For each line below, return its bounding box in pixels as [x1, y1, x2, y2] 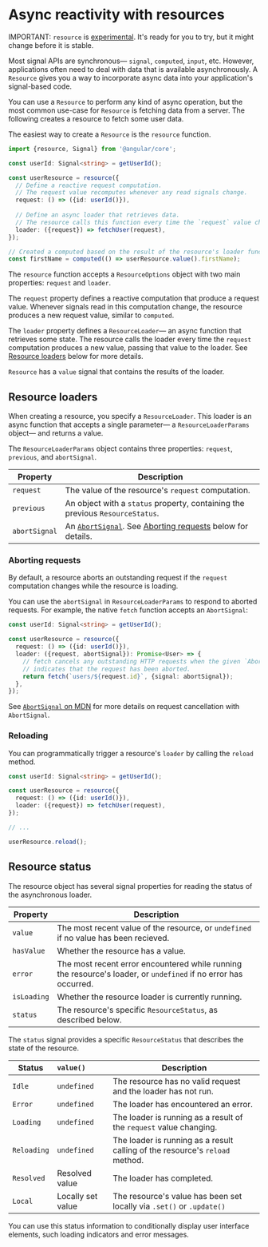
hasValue [12, 946, 45, 955]
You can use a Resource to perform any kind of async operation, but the [8, 97, 243, 106]
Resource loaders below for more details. [8, 352, 144, 361]
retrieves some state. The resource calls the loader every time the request [8, 334, 252, 345]
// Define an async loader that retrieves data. [15, 211, 180, 219]
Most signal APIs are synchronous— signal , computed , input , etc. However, [8, 56, 254, 66]
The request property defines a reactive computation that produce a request [8, 293, 259, 303]
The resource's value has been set [112, 1190, 242, 1201]
